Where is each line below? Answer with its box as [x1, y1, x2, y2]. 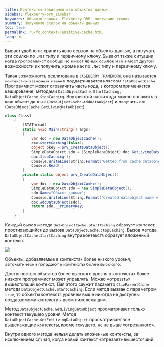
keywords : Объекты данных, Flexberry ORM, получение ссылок [5, 16, 130, 21]
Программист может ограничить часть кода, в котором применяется [5, 83, 151, 89]
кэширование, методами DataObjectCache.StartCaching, [5, 88, 122, 94]
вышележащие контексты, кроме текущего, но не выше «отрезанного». [5, 322, 155, 327]
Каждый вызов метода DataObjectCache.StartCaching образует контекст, [5, 222, 156, 227]
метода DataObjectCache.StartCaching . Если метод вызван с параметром [5, 286, 157, 292]
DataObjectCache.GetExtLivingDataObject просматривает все [5, 317, 130, 322]
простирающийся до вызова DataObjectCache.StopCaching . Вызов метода [5, 227, 157, 233]
